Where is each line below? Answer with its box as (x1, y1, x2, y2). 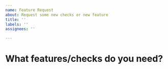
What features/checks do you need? (5, 53, 163, 64)
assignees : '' (5, 27, 36, 32)
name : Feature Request (5, 7, 54, 13)
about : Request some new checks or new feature (5, 12, 109, 17)
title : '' (5, 17, 27, 22)
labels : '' (5, 21, 29, 27)
